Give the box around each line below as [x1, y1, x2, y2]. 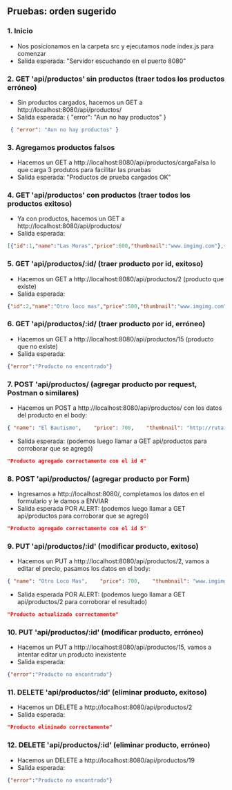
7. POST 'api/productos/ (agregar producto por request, [7, 379, 197, 389]
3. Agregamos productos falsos [7, 142, 115, 152]
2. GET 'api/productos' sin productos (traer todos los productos [7, 74, 225, 84]
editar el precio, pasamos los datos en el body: [17, 565, 151, 573]
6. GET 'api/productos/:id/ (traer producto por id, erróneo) [7, 319, 206, 329]
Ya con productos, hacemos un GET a [17, 214, 126, 223]
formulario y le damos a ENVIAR [17, 497, 108, 505]
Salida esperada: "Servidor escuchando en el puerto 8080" [17, 57, 186, 65]
